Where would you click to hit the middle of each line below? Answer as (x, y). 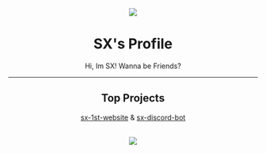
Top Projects (133, 98)
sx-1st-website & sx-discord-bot (133, 117)
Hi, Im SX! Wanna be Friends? (133, 66)
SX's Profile (133, 44)
